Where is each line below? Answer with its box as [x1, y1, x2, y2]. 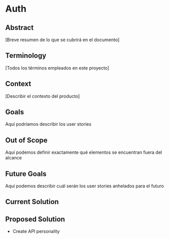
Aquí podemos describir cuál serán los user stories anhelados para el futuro [5, 183, 164, 189]
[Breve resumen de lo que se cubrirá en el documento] [5, 37, 120, 43]
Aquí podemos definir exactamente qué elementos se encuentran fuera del [5, 149, 162, 155]
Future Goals [5, 169, 47, 178]
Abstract [5, 23, 34, 32]
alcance [5, 155, 22, 161]
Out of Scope [5, 135, 48, 145]
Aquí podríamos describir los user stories [5, 121, 91, 127]
